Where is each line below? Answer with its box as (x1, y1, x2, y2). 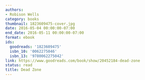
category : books (5, 16, 39, 21)
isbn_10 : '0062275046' (10, 49, 57, 54)
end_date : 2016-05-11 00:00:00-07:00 (5, 30, 84, 35)
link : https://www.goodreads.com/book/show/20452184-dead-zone (5, 58, 140, 63)
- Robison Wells (5, 12, 39, 17)
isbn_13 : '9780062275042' (10, 53, 64, 59)
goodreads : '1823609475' (10, 44, 62, 49)
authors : (5, 7, 24, 12)
